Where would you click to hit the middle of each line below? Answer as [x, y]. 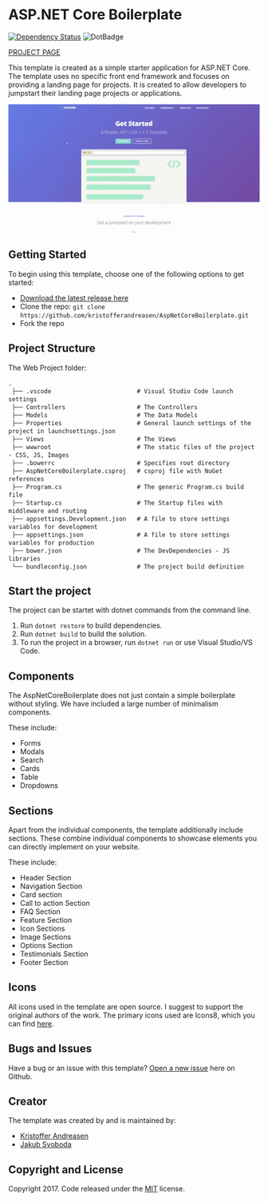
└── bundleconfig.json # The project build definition [128, 567]
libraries [25, 559]
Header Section [45, 878]
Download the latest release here [74, 297]
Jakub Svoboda [45, 1144]
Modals [32, 752]
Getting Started [47, 255]
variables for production [51, 543]
